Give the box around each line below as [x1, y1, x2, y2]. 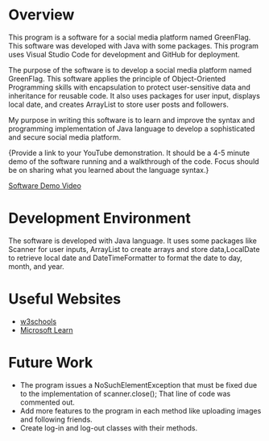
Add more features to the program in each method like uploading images [19, 405, 262, 415]
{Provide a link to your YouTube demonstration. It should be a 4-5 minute [8, 148, 250, 157]
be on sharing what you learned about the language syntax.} [8, 165, 209, 174]
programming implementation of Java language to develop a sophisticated [8, 124, 255, 133]
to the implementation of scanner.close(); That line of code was [19, 388, 231, 398]
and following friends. [19, 414, 93, 424]
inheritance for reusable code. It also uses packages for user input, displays [8, 90, 260, 100]
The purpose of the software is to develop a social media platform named [8, 65, 252, 74]
